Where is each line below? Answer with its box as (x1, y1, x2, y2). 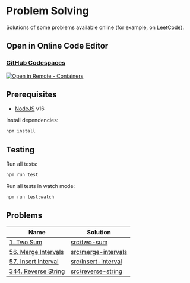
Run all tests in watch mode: (6, 183, 75, 189)
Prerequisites (6, 90, 57, 100)
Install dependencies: (6, 117, 59, 124)
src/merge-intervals (70, 247, 128, 256)
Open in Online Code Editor (6, 41, 109, 51)
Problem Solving (6, 4, 90, 18)
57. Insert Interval (9, 257, 59, 265)
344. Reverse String (9, 267, 65, 275)
